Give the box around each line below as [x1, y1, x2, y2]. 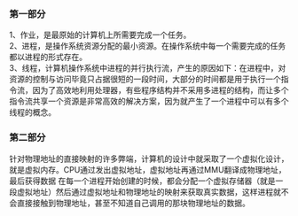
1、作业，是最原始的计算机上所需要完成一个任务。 [9, 29, 192, 41]
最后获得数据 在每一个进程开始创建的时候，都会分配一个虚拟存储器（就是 [9, 175, 276, 186]
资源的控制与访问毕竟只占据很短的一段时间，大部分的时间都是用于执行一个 [9, 73, 281, 85]
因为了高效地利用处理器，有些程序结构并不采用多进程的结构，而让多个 [32, 85, 289, 96]
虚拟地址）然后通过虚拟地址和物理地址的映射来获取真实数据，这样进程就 [16, 186, 281, 197]
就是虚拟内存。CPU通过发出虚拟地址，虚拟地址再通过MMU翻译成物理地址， [9, 164, 286, 174]
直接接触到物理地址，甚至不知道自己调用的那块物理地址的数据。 [16, 197, 250, 208]
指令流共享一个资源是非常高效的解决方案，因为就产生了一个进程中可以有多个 [9, 96, 289, 107]
